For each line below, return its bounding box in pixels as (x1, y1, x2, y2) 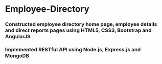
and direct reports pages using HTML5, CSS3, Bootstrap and (5, 27, 152, 34)
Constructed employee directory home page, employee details (5, 21, 158, 28)
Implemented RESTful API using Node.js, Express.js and (5, 46, 141, 53)
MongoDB (5, 52, 29, 59)
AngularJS (5, 33, 31, 40)
